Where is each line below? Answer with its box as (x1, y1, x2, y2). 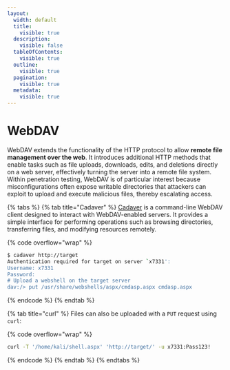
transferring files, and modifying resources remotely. (7, 225, 157, 233)
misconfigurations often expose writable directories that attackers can (7, 182, 207, 190)
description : (13, 36, 51, 43)
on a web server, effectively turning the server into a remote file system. (7, 167, 212, 176)
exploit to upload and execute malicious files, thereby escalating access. (7, 189, 213, 198)
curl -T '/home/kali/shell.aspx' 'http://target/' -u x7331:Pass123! (7, 344, 211, 351)
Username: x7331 (7, 265, 54, 271)
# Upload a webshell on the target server (7, 277, 131, 285)
